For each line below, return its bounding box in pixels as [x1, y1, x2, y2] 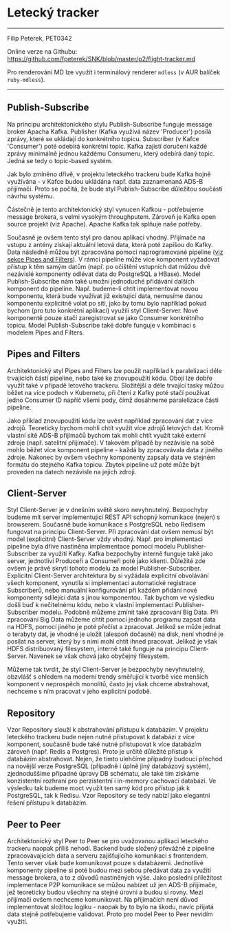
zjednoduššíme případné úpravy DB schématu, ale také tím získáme [7, 770, 199, 778]
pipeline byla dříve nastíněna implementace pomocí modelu [7, 542, 176, 551]
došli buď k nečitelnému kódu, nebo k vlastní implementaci [7, 601, 174, 609]
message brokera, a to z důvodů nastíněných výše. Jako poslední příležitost [7, 873, 222, 882]
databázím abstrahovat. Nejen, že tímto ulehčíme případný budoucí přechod [7, 755, 223, 763]
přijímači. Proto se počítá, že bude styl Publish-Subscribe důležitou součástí [7, 184, 223, 193]
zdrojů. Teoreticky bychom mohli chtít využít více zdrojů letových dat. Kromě [7, 423, 224, 432]
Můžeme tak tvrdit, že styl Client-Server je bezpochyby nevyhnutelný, [7, 666, 205, 674]
